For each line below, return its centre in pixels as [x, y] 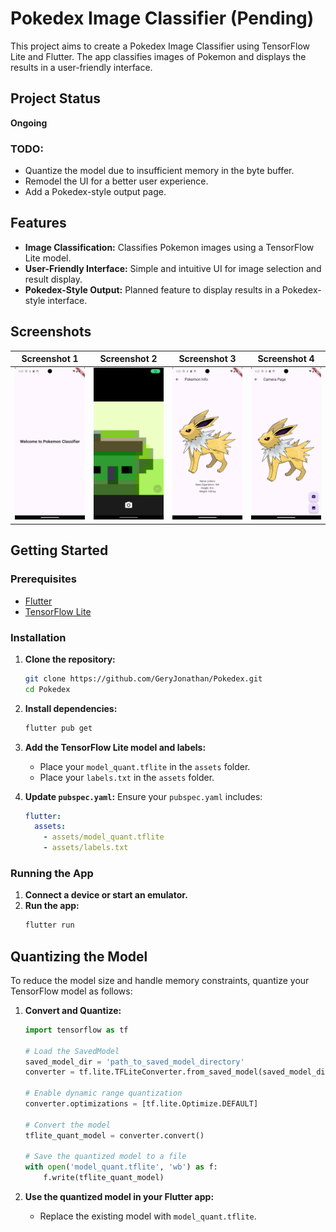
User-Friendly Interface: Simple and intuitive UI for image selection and [173, 268]
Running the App [52, 873]
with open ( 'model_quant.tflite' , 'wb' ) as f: [121, 1167]
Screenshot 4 [286, 359]
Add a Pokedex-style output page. [95, 192]
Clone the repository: [70, 659]
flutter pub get [58, 728]
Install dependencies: [71, 708]
